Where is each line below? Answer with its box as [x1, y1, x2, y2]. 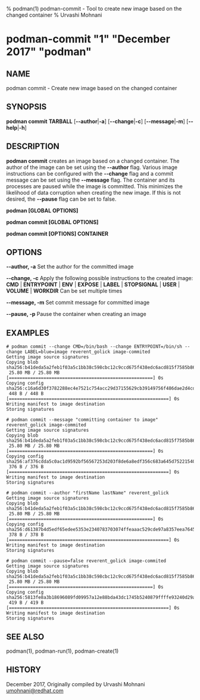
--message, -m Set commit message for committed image [6, 299, 150, 306]
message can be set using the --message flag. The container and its [6, 176, 176, 183]
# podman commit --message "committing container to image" [6, 417, 159, 423]
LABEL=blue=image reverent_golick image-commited [24, 349, 151, 355]
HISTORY [6, 665, 42, 675]
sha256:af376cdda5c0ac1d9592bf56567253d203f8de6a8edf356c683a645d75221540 [6, 459, 196, 465]
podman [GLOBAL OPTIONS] [6, 207, 79, 214]
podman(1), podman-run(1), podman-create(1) [6, 647, 119, 655]
